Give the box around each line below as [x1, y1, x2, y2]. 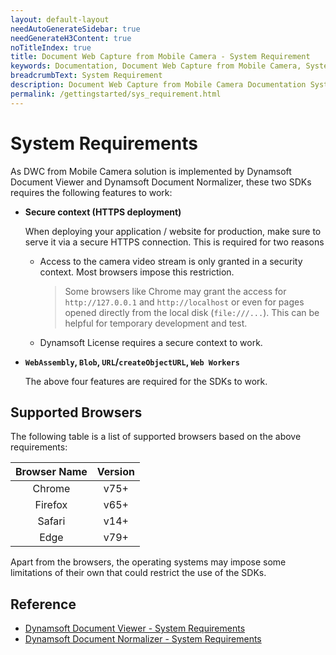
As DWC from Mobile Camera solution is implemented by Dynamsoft [10, 165, 292, 177]
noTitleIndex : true [10, 42, 92, 53]
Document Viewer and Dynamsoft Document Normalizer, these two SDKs [10, 176, 312, 188]
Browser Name [15, 465, 88, 479]
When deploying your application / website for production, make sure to [24, 225, 322, 237]
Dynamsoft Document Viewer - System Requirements [24, 622, 246, 635]
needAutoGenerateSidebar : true [10, 24, 141, 34]
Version [96, 465, 135, 479]
